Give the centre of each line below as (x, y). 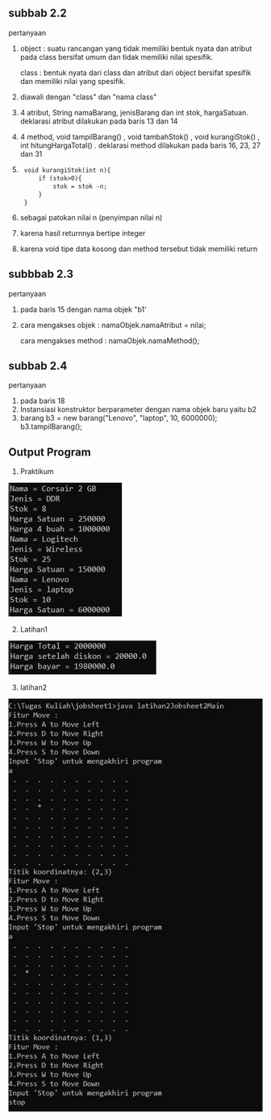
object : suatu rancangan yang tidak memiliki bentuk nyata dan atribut (136, 48)
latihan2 (33, 688)
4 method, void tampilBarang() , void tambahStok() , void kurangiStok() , (140, 136)
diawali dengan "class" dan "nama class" (88, 97)
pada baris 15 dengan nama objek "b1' (83, 309)
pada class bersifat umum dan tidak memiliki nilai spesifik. (117, 57)
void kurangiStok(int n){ (67, 170)
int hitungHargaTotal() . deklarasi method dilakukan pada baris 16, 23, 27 (140, 145)
